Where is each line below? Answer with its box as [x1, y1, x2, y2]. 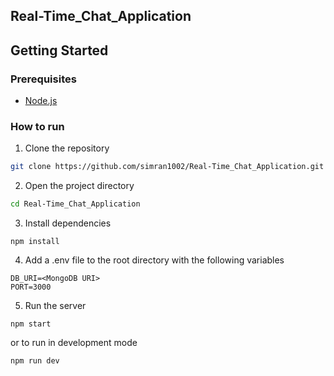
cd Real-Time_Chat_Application [10, 199, 141, 209]
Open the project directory [24, 180, 135, 192]
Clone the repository [24, 142, 110, 154]
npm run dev [10, 356, 60, 366]
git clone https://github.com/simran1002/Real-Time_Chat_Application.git [10, 162, 325, 172]
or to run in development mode [10, 337, 138, 349]
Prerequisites [10, 72, 77, 86]
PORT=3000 [10, 282, 52, 293]
